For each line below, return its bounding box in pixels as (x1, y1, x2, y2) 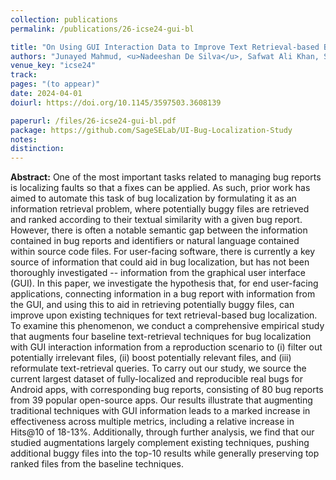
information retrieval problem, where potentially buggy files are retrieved (10, 203, 310, 215)
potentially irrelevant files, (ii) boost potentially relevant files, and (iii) (10, 352, 292, 364)
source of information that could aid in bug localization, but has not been (10, 256, 310, 268)
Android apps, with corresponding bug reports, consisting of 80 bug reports (10, 384, 324, 396)
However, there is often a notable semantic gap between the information (10, 224, 308, 236)
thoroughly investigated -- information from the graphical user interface (10, 267, 306, 279)
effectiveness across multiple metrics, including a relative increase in (10, 416, 295, 428)
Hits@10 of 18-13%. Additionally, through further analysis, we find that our (10, 426, 315, 438)
